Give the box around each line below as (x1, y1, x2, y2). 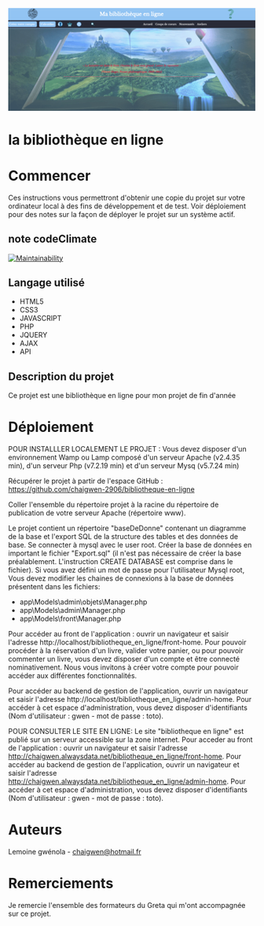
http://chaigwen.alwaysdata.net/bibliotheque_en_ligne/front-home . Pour (8, 751, 242, 762)
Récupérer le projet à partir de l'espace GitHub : (8, 476, 163, 486)
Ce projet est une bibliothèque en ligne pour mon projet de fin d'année (8, 391, 236, 400)
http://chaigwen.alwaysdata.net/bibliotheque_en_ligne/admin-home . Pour (8, 777, 246, 786)
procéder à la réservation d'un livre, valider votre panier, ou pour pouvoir (8, 646, 244, 655)
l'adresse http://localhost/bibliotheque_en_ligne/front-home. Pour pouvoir (8, 637, 247, 647)
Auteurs (8, 821, 63, 839)
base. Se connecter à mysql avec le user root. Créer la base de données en (8, 540, 252, 550)
